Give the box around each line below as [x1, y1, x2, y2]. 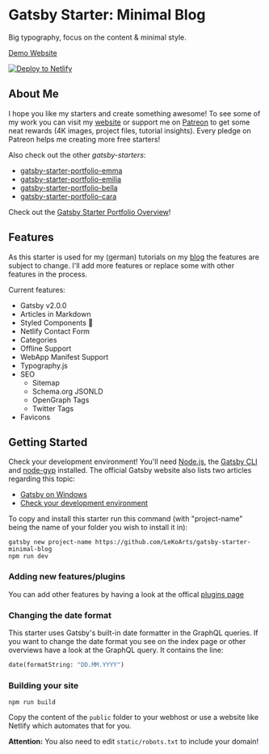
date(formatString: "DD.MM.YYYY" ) [8, 660, 125, 668]
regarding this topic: [8, 474, 75, 484]
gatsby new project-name [8, 538, 92, 546]
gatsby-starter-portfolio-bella [19, 183, 119, 192]
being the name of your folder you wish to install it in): [8, 523, 188, 533]
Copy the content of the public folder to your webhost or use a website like [8, 713, 259, 722]
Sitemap [32, 377, 61, 387]
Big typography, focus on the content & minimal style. [8, 32, 187, 42]
